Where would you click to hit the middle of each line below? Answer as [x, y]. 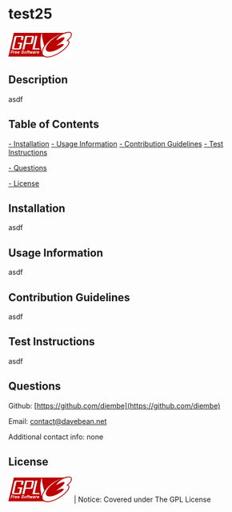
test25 [30, 14]
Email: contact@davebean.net [58, 421]
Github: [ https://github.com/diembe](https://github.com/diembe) [114, 405]
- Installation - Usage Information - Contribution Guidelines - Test [116, 143]
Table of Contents [54, 125]
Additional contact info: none [56, 437]
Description [38, 80]
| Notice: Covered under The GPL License [142, 500]
